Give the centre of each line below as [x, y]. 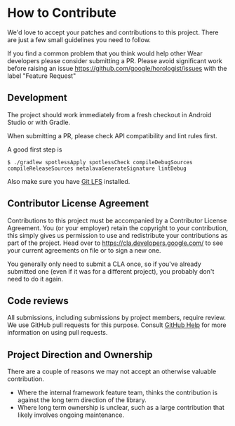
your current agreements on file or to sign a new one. [84, 250]
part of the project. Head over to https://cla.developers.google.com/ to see [115, 243]
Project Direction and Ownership [80, 355]
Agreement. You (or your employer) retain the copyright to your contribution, [118, 228]
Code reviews [38, 301]
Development [38, 98]
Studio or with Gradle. [39, 122]
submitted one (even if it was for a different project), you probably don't [111, 271]
